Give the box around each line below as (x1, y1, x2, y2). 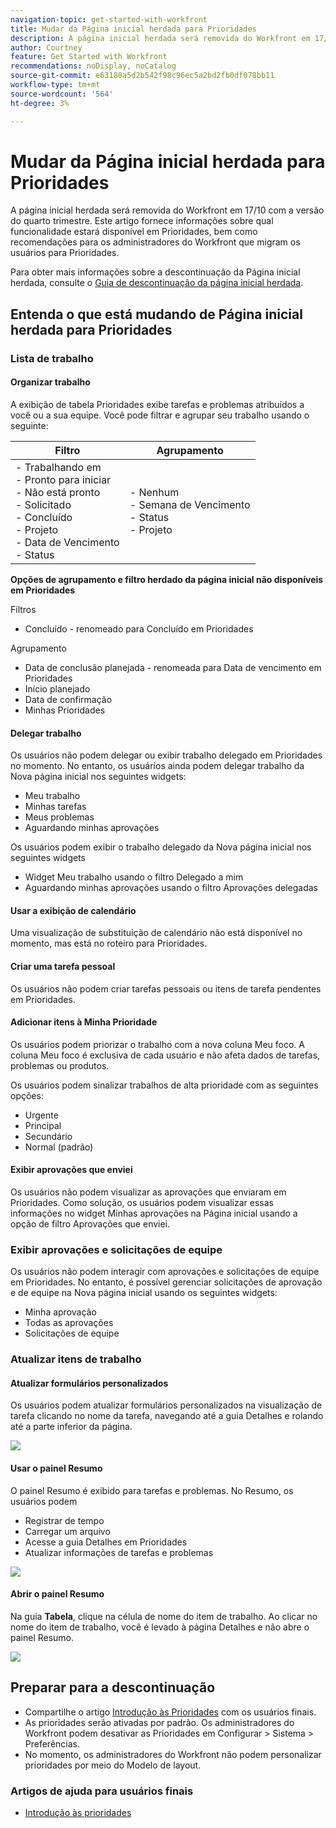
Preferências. (24, 1737, 81, 1750)
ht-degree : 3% (10, 98, 70, 108)
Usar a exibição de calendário (10, 904, 137, 916)
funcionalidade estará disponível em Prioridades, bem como (10, 226, 258, 238)
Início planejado (24, 682, 91, 695)
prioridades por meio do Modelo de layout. (24, 1759, 202, 1771)
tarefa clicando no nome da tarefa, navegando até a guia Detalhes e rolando (10, 1410, 324, 1422)
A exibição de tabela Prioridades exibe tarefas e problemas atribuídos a (10, 398, 305, 410)
